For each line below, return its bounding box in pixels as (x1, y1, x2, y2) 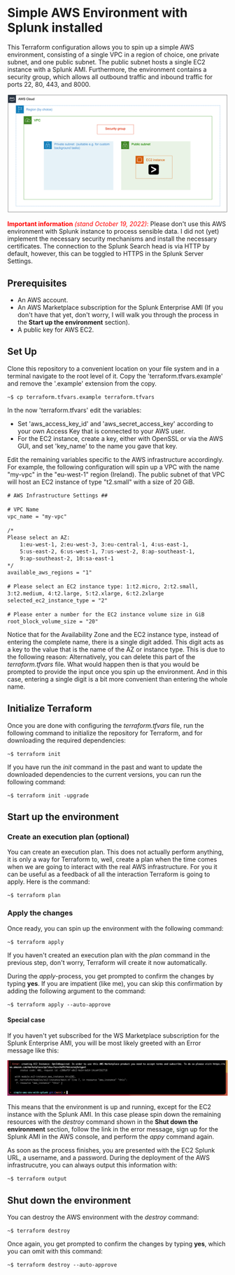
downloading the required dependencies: (7, 736, 126, 745)
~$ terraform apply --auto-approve (7, 1001, 111, 1008)
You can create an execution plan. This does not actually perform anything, (7, 848, 224, 857)
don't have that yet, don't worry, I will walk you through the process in (17, 310, 219, 319)
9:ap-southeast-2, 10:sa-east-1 (20, 555, 114, 562)
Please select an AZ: (7, 534, 71, 541)
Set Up (7, 346, 37, 358)
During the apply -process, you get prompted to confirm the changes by (7, 971, 215, 980)
